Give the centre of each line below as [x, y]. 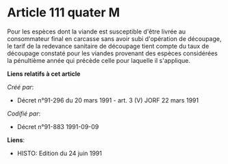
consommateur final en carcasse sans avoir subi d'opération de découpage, [114, 38]
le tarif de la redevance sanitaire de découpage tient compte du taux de [108, 46]
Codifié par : [24, 113]
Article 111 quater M [64, 13]
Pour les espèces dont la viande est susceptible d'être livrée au [97, 31]
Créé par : [21, 87]
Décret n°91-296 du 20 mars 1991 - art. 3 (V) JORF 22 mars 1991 [108, 100]
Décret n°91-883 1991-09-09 [58, 126]
